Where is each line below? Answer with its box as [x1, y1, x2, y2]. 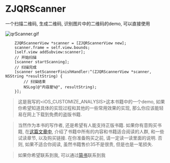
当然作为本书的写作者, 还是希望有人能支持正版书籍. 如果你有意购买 [17, 122, 157, 128]
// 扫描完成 [14, 65, 37, 70]
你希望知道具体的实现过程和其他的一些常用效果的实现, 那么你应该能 [17, 105, 159, 111]
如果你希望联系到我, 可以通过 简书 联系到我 [17, 152, 106, 158]
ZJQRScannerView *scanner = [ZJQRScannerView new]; [14, 40, 127, 46]
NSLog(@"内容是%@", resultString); [23, 85, 97, 90]
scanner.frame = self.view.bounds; [14, 45, 90, 50]
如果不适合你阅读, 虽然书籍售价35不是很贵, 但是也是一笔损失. [25, 141, 153, 147]
